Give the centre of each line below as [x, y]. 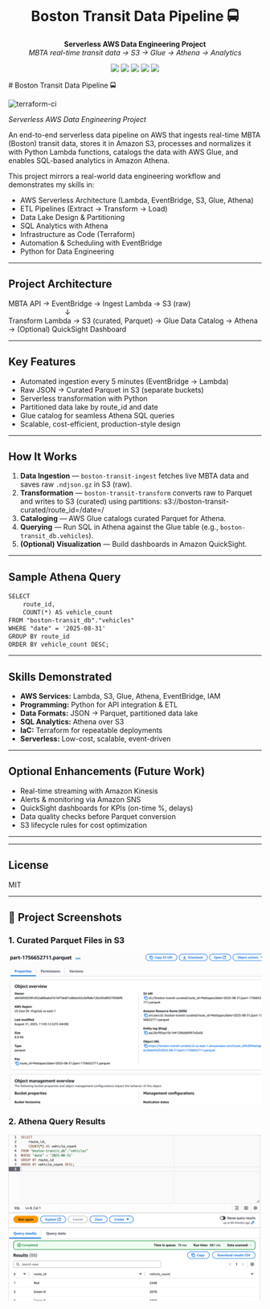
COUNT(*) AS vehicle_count [68, 613]
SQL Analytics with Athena [64, 226]
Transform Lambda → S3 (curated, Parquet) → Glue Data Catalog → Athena [133, 320]
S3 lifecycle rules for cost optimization [83, 825]
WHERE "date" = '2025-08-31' [57, 629]
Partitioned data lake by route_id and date [89, 406]
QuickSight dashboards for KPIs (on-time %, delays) [106, 808]
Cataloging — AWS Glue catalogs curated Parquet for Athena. [123, 519]
